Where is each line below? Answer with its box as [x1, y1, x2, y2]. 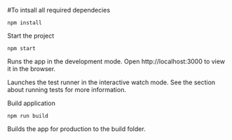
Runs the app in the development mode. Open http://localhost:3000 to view [7, 57, 226, 65]
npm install [7, 20, 42, 26]
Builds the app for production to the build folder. [7, 125, 146, 133]
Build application [7, 99, 56, 107]
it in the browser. [7, 65, 56, 72]
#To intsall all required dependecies [7, 6, 111, 14]
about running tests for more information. [7, 86, 126, 93]
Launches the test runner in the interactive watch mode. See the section [7, 78, 216, 86]
